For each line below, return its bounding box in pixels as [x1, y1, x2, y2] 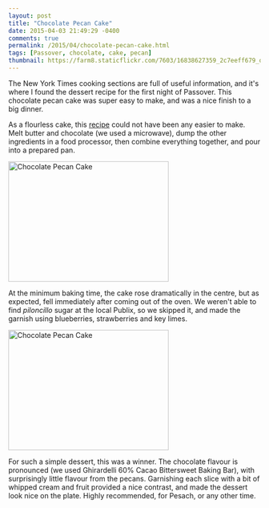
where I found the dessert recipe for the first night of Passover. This [8, 87, 232, 96]
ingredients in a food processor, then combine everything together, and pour [8, 136, 261, 146]
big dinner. [8, 104, 44, 113]
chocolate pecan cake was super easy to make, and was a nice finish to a [8, 96, 251, 105]
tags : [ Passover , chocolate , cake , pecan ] [8, 49, 152, 57]
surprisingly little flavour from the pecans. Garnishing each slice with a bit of [8, 473, 260, 483]
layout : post [8, 11, 52, 20]
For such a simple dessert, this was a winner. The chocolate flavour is [8, 457, 239, 466]
